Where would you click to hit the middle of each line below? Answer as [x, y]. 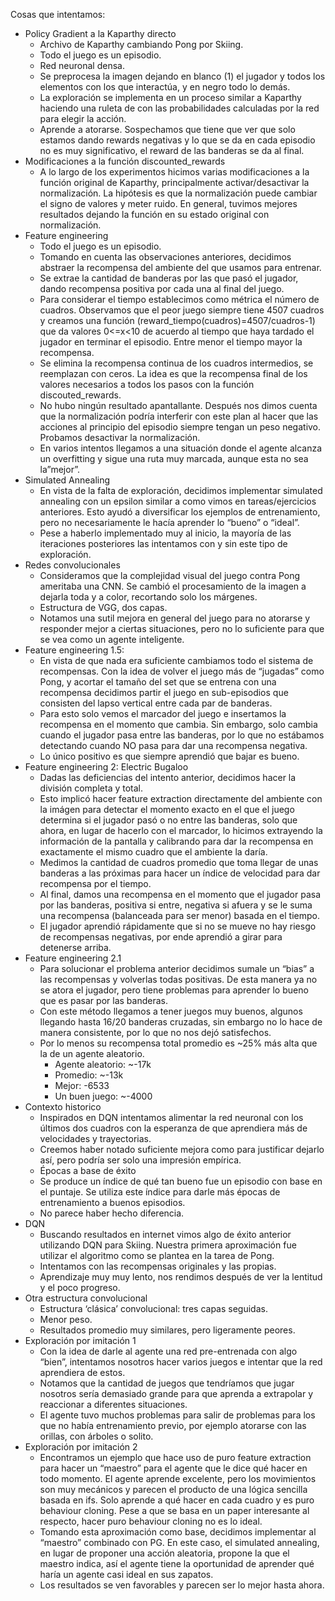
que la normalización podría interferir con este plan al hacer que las [179, 416]
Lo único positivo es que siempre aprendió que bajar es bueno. [169, 756]
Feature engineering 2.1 [73, 958]
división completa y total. [91, 788]
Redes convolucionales [72, 565]
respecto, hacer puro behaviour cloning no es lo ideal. [151, 1521]
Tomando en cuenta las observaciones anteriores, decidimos [165, 257]
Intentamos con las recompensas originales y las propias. [158, 1266]
